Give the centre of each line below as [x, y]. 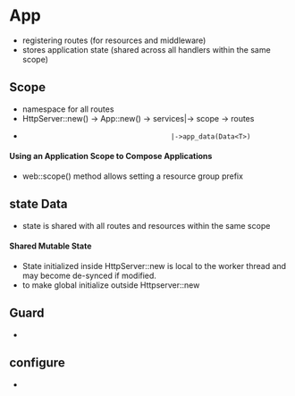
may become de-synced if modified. [89, 275]
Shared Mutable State [51, 246]
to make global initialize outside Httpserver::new [111, 285]
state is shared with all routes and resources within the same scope [146, 225]
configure [37, 363]
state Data [39, 204]
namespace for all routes [68, 109]
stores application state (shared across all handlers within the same [146, 49]
